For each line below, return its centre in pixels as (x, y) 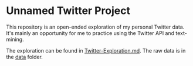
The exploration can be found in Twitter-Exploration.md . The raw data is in (96, 50)
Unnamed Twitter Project (68, 11)
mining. (15, 39)
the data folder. (24, 57)
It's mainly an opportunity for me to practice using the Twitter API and (90, 33)
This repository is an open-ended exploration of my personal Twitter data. (95, 27)
